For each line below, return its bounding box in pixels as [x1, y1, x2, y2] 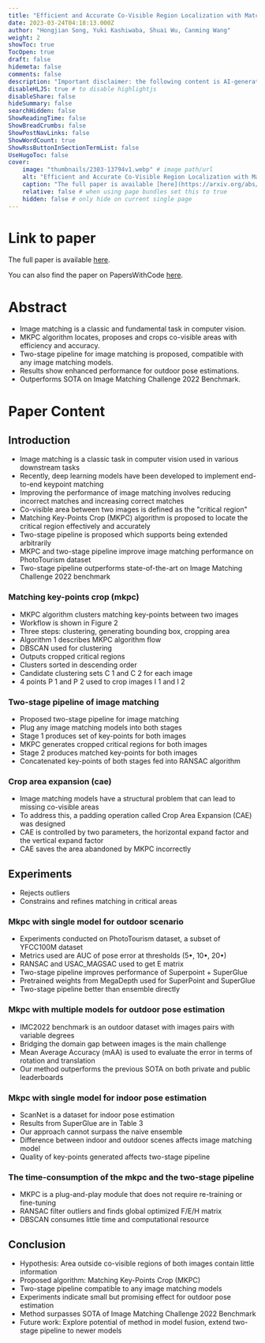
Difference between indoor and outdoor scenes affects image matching [19, 1135, 252, 1145]
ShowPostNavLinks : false [8, 129, 90, 137]
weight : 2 [8, 33, 41, 42]
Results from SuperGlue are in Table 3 [19, 1118, 144, 1127]
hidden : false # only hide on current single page [22, 195, 192, 203]
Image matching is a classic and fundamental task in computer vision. [19, 324, 246, 334]
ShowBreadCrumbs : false [8, 122, 87, 129]
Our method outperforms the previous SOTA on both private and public [19, 1064, 251, 1074]
